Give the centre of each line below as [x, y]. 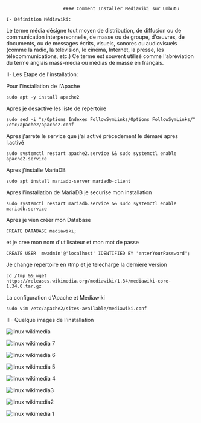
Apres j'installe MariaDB [36, 170]
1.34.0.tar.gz [24, 286]
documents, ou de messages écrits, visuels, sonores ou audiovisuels [92, 43]
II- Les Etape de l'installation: [42, 74]
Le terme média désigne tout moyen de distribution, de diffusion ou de [94, 31]
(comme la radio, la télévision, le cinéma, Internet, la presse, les [85, 50]
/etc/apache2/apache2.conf [40, 125]
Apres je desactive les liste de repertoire [56, 108]
